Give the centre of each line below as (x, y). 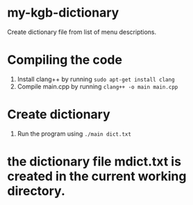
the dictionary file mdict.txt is (94, 161)
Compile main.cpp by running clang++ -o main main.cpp (98, 86)
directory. (36, 191)
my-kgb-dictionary (63, 13)
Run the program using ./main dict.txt (74, 134)
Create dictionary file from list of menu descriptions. (82, 32)
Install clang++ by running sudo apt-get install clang (96, 79)
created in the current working (97, 176)
